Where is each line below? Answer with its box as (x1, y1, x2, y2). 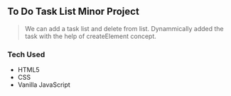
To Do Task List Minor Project (7, 6, 140, 18)
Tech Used (7, 49, 45, 59)
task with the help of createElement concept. (24, 32, 156, 40)
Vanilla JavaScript (17, 80, 71, 89)
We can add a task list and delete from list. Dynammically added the (24, 24, 224, 32)
